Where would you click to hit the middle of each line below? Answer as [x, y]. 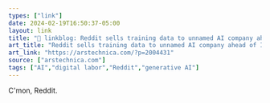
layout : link [30, 30]
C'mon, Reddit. [33, 90]
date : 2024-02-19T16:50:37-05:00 [64, 23]
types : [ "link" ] [35, 16]
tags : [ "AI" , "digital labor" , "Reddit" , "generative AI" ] [104, 68]
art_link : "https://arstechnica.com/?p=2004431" [91, 53]
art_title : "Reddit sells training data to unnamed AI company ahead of [133, 46]
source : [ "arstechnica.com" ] [57, 61]
